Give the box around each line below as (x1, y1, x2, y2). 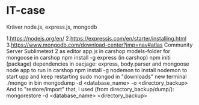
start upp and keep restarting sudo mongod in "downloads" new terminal (6, 73, 187, 80)
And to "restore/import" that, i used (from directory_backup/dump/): (6, 85, 174, 92)
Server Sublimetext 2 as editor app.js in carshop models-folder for (6, 47, 170, 54)
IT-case (6, 4, 46, 17)
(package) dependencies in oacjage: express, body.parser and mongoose (6, 60, 189, 67)
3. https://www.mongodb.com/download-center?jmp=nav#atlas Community (6, 41, 193, 48)
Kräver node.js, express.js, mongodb (6, 23, 97, 30)
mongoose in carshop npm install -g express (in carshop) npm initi (6, 54, 171, 61)
